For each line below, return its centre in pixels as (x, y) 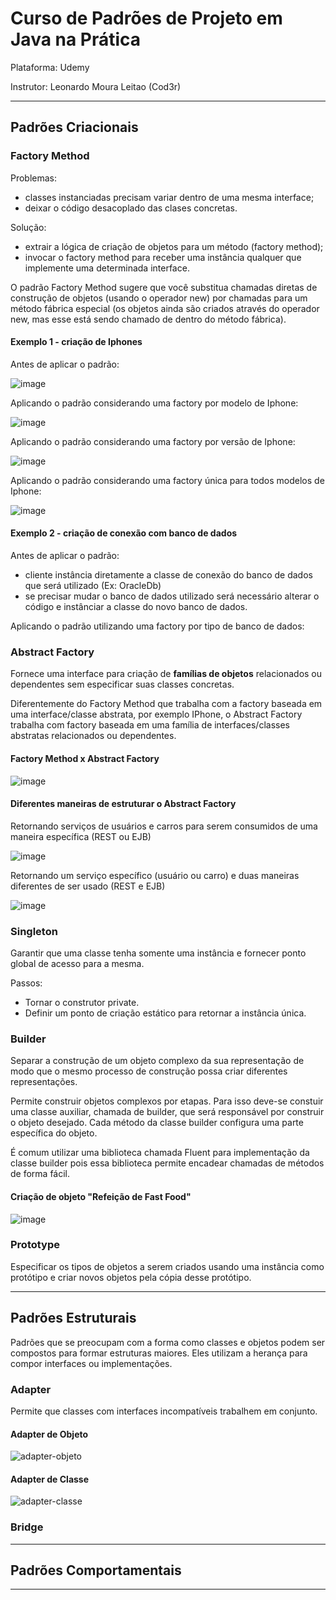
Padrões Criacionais (74, 127)
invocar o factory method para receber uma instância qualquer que (163, 257)
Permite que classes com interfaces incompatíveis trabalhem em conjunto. (164, 1411)
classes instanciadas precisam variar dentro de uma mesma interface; (169, 197)
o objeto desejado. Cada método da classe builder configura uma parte (157, 1123)
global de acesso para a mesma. (77, 964)
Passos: (26, 983)
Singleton (34, 931)
